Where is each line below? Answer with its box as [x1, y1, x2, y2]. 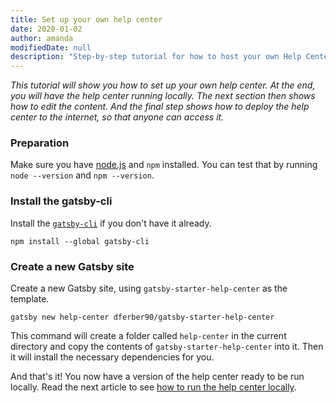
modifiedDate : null [10, 42, 92, 53]
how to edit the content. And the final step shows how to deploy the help [10, 101, 310, 113]
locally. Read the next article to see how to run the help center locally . [10, 381, 297, 393]
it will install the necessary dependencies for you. [10, 351, 215, 363]
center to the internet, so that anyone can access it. [10, 111, 225, 123]
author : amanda [10, 33, 74, 43]
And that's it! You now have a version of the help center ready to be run [10, 371, 305, 383]
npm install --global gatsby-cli [10, 236, 150, 246]
